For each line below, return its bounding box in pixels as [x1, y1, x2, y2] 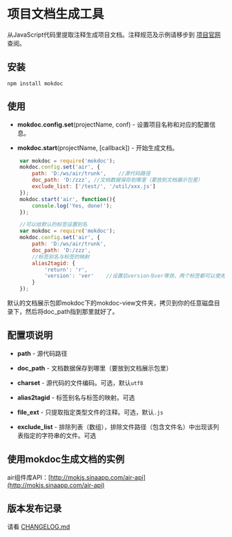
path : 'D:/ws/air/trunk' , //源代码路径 [32, 170, 151, 177]
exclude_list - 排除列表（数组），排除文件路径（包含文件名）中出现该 [17, 422, 213, 431]
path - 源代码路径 [17, 349, 68, 357]
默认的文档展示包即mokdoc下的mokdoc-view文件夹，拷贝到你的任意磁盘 [7, 299, 215, 308]
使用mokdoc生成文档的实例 [7, 453, 125, 465]
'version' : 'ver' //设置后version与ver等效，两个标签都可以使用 [43, 272, 226, 280]
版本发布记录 [7, 502, 62, 515]
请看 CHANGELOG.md [7, 522, 70, 531]
